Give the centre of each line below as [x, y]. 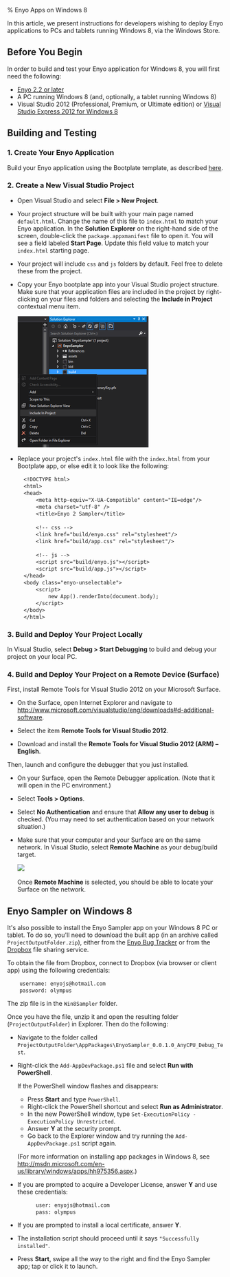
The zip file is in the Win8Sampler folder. [62, 1004]
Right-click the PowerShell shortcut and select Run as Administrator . [125, 1107]
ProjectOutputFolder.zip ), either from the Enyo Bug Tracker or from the [109, 942]
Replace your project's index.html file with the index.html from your [113, 458]
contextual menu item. [48, 306]
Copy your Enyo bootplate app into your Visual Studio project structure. [118, 284]
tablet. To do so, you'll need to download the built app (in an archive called [113, 935]
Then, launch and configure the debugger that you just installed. [98, 765]
